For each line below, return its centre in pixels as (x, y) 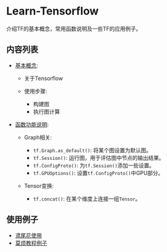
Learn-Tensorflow (52, 11)
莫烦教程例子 (31, 243)
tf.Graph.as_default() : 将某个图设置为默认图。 (92, 150)
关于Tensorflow (44, 78)
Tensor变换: (39, 185)
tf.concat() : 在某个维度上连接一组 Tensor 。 (87, 199)
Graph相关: (38, 137)
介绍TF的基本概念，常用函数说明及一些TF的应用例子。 (74, 28)
